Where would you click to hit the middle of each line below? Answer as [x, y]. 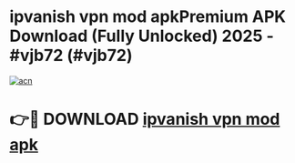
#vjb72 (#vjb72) [71, 56]
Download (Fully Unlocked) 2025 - [142, 36]
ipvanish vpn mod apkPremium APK [148, 17]
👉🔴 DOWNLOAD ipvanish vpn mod [145, 119]
